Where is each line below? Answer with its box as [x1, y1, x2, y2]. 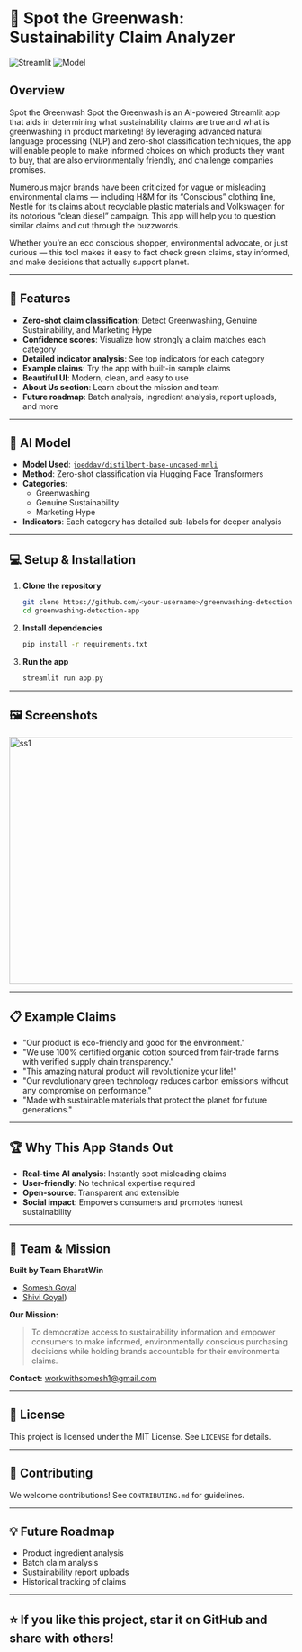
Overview [9, 83, 66, 98]
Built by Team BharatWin [9, 1264, 104, 1275]
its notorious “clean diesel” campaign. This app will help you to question [9, 210, 276, 221]
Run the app [22, 656, 69, 666]
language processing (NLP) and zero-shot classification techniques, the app [9, 135, 292, 147]
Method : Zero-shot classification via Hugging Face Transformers [22, 469, 264, 479]
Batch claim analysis [22, 1558, 99, 1568]
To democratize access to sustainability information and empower [31, 1326, 276, 1337]
